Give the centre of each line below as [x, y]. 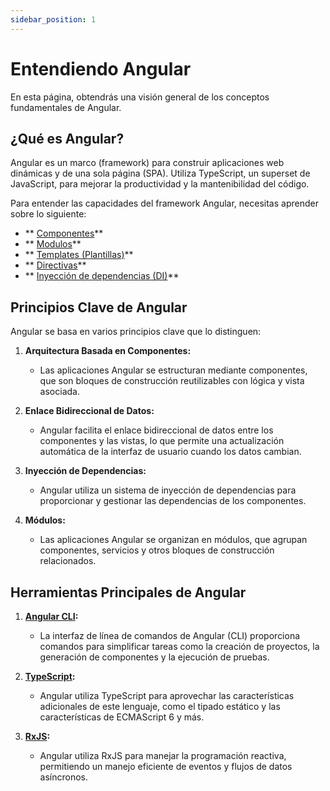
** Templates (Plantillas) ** [79, 255]
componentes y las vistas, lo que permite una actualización [162, 441]
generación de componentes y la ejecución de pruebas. [154, 657]
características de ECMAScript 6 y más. [122, 717]
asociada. [59, 392]
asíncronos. [64, 777]
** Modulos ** [53, 244]
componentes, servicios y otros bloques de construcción [157, 550]
